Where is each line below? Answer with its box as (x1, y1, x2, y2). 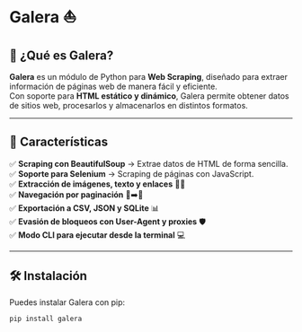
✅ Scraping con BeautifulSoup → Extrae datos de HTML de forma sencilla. (9, 158, 289, 169)
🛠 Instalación (9, 268, 88, 284)
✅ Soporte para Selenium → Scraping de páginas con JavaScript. (9, 168, 254, 179)
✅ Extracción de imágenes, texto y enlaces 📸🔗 (9, 179, 186, 189)
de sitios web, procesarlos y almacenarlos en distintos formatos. (9, 100, 249, 110)
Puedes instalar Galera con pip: (9, 296, 126, 308)
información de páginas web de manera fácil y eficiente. (9, 81, 218, 92)
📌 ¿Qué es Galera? (9, 48, 114, 63)
